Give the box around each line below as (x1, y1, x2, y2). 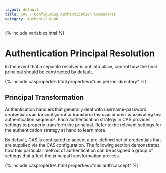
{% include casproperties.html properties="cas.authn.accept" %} (5, 162, 139, 169)
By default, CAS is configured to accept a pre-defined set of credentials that (5, 137, 161, 143)
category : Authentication (5, 16, 58, 21)
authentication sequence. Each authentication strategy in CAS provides (5, 117, 151, 123)
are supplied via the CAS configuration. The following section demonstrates (5, 142, 160, 148)
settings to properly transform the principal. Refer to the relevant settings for (5, 122, 162, 128)
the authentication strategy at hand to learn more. (5, 127, 107, 133)
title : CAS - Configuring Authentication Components (5, 12, 116, 17)
